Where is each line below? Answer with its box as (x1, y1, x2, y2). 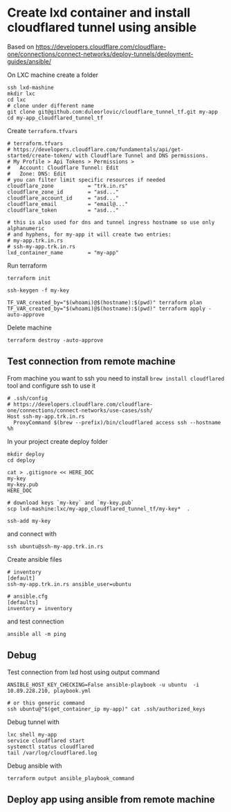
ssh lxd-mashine (7, 84, 54, 91)
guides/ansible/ (7, 57, 52, 65)
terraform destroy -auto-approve (7, 336, 104, 344)
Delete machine (7, 323, 52, 331)
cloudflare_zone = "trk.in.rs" (7, 182, 129, 189)
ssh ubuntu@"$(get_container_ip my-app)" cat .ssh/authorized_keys (7, 705, 206, 712)
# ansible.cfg (7, 593, 48, 600)
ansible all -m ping (7, 630, 67, 637)
